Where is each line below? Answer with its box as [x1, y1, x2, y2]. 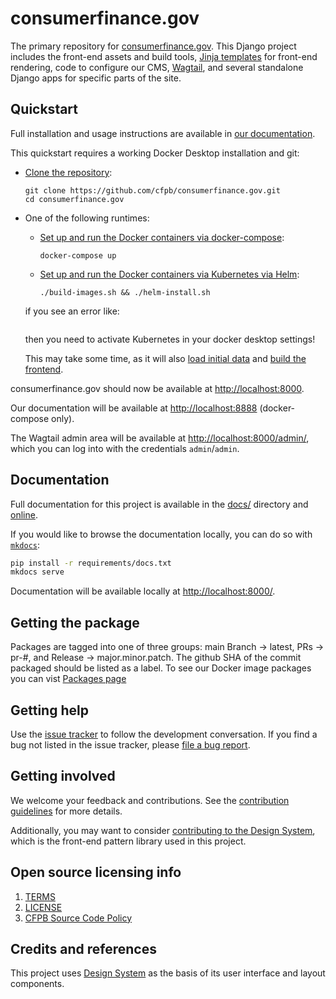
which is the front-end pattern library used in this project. [10, 835, 247, 847]
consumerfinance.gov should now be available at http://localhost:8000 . [10, 382, 305, 394]
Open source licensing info [10, 864, 182, 881]
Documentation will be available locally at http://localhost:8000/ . [10, 585, 276, 597]
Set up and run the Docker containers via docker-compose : [39, 231, 285, 243]
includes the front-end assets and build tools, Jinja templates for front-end [10, 50, 318, 62]
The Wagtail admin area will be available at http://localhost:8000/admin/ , [10, 432, 310, 444]
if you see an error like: [24, 305, 120, 317]
